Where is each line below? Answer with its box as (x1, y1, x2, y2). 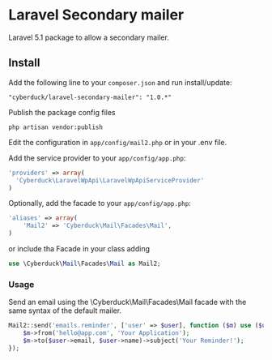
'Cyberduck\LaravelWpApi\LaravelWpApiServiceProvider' (15, 176, 205, 184)
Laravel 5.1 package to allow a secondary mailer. (8, 32, 170, 42)
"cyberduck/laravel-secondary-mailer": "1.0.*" (8, 93, 172, 101)
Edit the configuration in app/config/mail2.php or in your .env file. (8, 137, 227, 147)
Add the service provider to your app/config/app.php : (8, 152, 186, 163)
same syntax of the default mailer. (8, 306, 122, 315)
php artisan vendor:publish (8, 123, 104, 131)
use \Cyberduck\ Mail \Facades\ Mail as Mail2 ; (8, 259, 161, 268)
